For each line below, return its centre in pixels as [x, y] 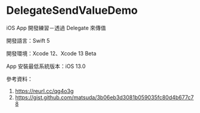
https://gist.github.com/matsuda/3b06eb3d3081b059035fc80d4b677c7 [104, 97]
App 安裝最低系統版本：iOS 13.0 [46, 66]
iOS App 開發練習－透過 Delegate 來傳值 [56, 28]
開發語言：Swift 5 [28, 40]
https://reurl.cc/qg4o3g [44, 91]
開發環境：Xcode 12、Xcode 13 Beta [51, 53]
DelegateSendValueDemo [72, 11]
